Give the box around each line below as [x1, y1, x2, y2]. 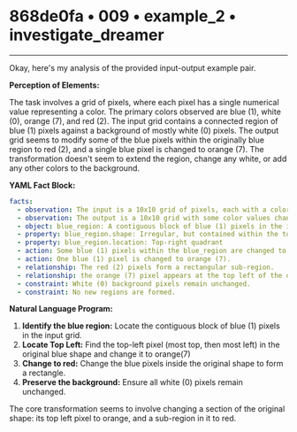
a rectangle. [21, 367, 66, 378]
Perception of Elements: [9, 80, 100, 90]
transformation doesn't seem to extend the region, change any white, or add [9, 153, 287, 164]
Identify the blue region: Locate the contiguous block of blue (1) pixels [21, 320, 280, 331]
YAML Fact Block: [9, 180, 76, 190]
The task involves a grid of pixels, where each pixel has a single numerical [9, 96, 280, 107]
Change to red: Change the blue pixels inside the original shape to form [21, 359, 284, 369]
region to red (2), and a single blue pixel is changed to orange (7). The [9, 143, 264, 154]
